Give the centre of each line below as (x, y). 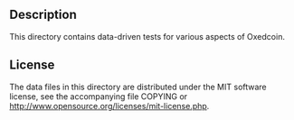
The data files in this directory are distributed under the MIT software (138, 87)
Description (43, 15)
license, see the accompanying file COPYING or (99, 96)
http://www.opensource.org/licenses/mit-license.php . (109, 106)
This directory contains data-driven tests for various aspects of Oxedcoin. (147, 36)
